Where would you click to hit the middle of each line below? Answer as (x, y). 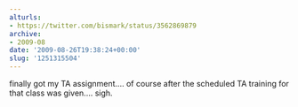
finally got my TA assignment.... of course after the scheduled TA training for (149, 84)
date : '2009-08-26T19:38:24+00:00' (75, 50)
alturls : (25, 17)
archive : (25, 34)
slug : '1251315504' (45, 58)
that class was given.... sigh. (61, 93)
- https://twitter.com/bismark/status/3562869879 (103, 26)
